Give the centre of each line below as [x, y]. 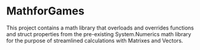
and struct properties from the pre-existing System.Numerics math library [99, 34]
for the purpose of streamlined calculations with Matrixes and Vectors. [95, 40]
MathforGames [45, 11]
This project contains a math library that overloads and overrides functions [100, 28]
